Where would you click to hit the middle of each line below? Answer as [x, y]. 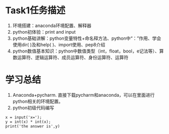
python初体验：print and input [44, 32]
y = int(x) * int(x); [28, 122]
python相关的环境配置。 [38, 101]
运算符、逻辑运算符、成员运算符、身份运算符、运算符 [73, 57]
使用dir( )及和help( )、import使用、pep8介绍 [59, 44]
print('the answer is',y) [32, 126]
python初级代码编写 [33, 108]
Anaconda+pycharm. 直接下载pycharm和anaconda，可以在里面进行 [83, 95]
